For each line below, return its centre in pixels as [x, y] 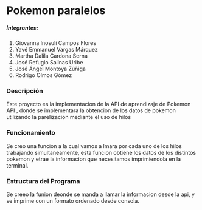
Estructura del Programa [43, 181]
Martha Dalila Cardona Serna [51, 56]
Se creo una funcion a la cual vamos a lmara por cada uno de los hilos [94, 146]
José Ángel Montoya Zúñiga [50, 69]
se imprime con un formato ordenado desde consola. [73, 201]
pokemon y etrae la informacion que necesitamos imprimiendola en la [94, 159]
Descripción [25, 91]
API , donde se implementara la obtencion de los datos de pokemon [91, 110]
